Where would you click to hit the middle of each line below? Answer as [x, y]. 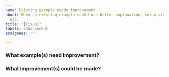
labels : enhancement [27, 29]
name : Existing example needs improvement [50, 10]
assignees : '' [20, 33]
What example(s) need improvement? [52, 55]
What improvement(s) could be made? [53, 68]
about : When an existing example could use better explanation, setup [81, 15]
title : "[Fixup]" [23, 24]
